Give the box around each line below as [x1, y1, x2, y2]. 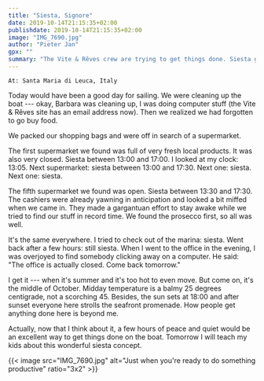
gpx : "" [8, 48, 34, 56]
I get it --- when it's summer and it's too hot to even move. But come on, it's [8, 275, 254, 284]
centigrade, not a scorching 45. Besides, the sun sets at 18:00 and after [8, 291, 240, 301]
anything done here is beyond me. [8, 308, 119, 318]
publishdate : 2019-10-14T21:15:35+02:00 [8, 26, 143, 34]
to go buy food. [8, 115, 58, 125]
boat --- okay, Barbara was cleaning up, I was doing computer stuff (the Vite [8, 99, 256, 108]
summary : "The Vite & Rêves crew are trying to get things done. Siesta [8, 56, 251, 64]
